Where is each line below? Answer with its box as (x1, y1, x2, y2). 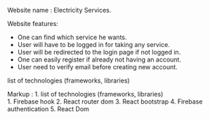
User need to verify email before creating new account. (17, 63, 178, 71)
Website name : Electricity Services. (7, 6, 112, 14)
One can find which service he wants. (17, 33, 128, 41)
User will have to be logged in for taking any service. (17, 41, 170, 48)
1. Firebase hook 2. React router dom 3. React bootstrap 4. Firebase (7, 97, 203, 106)
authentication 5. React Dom (7, 105, 90, 113)
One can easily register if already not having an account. (17, 55, 181, 64)
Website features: (7, 20, 58, 27)
